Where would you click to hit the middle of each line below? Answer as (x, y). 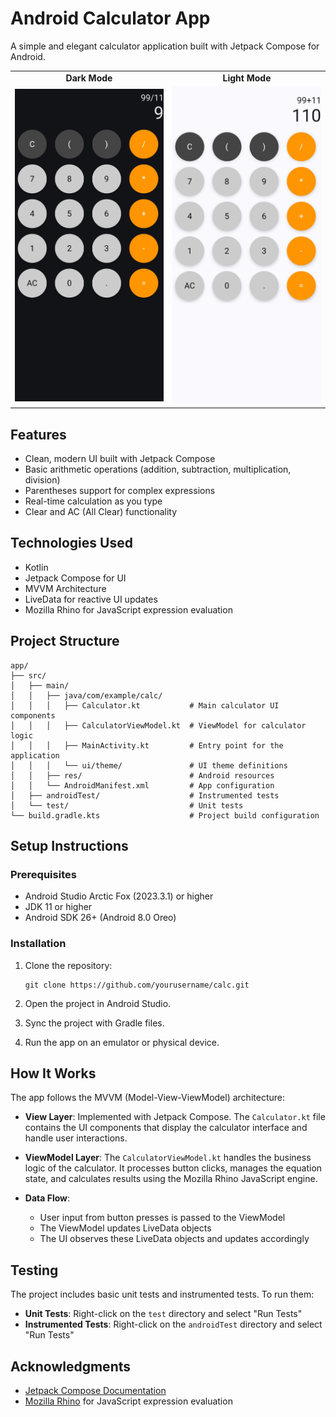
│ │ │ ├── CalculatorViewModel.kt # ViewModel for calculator (158, 725)
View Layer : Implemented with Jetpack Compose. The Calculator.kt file (175, 1117)
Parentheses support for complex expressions (120, 490)
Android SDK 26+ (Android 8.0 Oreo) (100, 918)
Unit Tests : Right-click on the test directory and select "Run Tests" (163, 1314)
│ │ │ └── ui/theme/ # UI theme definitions (149, 765)
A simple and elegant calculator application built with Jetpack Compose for (165, 46)
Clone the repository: (68, 965)
